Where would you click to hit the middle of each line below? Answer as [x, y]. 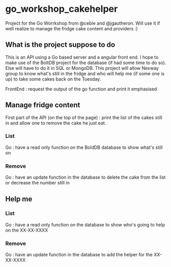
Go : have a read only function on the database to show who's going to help [85, 224]
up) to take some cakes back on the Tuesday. [53, 79]
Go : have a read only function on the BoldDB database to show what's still [84, 147]
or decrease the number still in [38, 183]
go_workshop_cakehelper [61, 9]
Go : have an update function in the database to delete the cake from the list [85, 177]
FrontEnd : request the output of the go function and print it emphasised [81, 89]
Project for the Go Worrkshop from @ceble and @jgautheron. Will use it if [83, 23]
